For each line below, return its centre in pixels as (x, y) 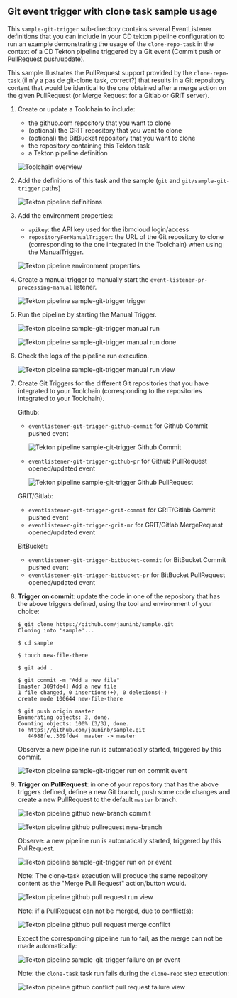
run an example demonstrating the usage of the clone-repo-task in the (111, 44)
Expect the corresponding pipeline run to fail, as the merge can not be (120, 938)
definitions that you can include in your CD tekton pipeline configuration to (116, 36)
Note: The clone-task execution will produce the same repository (112, 875)
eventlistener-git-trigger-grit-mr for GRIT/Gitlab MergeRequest (126, 525)
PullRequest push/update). (46, 59)
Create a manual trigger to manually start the (83, 279)
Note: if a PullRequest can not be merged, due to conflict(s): (105, 911)
